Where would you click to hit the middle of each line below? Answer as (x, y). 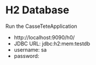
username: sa (30, 49)
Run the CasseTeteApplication (41, 26)
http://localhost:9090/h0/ (44, 37)
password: (26, 56)
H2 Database (37, 10)
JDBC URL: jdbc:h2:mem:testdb (52, 44)
